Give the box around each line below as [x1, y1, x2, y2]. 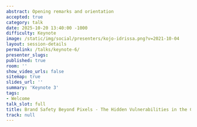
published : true [6, 57, 46, 63]
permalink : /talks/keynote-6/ [6, 47, 80, 53]
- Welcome [6, 95, 30, 101]
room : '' [6, 63, 28, 69]
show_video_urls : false [6, 68, 64, 74]
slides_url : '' [6, 80, 43, 85]
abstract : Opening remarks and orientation [6, 8, 114, 15]
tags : [6, 90, 19, 96]
